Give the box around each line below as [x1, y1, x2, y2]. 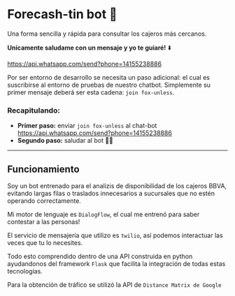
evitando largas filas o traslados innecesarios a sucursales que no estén [7, 189, 215, 198]
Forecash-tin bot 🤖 [7, 6, 117, 22]
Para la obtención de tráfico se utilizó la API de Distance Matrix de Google [7, 281, 222, 289]
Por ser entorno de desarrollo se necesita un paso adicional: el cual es [7, 73, 210, 81]
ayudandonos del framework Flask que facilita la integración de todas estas [7, 260, 226, 268]
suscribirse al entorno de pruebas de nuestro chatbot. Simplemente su [7, 80, 211, 89]
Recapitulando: [7, 105, 61, 115]
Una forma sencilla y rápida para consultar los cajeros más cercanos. [7, 29, 207, 38]
